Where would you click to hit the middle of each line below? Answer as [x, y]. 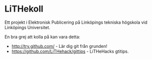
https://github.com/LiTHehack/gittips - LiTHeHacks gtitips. [70, 51]
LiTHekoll [24, 9]
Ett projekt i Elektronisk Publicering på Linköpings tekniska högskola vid [76, 22]
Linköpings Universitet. [27, 27]
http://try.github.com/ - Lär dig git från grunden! [59, 46]
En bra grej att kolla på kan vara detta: [42, 37]
